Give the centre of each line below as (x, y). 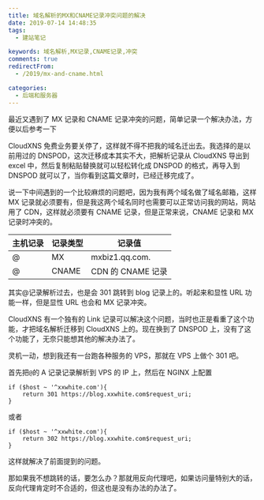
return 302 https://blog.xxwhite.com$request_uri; (107, 438)
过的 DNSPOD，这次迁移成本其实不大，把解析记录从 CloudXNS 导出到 (136, 156)
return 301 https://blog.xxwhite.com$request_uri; (107, 394)
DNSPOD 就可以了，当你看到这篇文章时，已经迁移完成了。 (103, 175)
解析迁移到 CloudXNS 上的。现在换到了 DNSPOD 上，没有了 (147, 329)
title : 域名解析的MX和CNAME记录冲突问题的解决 (77, 15)
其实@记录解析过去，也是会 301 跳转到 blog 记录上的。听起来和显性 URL (126, 292)
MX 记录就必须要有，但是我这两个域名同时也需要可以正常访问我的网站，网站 (132, 201)
